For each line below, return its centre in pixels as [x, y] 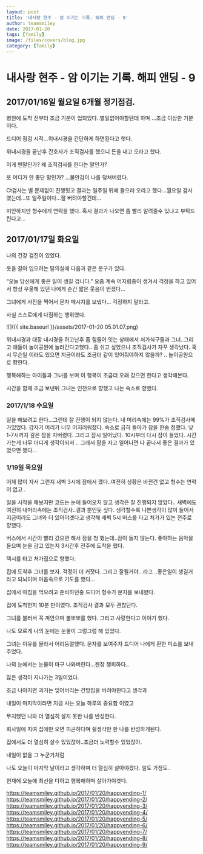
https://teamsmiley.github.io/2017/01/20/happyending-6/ [77, 825]
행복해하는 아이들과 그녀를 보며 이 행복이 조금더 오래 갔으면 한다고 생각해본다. [98, 375]
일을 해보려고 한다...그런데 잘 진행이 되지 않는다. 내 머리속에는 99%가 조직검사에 [101, 419]
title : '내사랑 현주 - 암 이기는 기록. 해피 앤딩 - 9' [67, 18]
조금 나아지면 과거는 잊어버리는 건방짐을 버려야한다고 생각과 [77, 690]
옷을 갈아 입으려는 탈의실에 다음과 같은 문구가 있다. [66, 268]
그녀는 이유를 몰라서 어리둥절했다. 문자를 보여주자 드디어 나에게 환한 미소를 [95, 644]
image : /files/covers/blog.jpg [46, 40]
